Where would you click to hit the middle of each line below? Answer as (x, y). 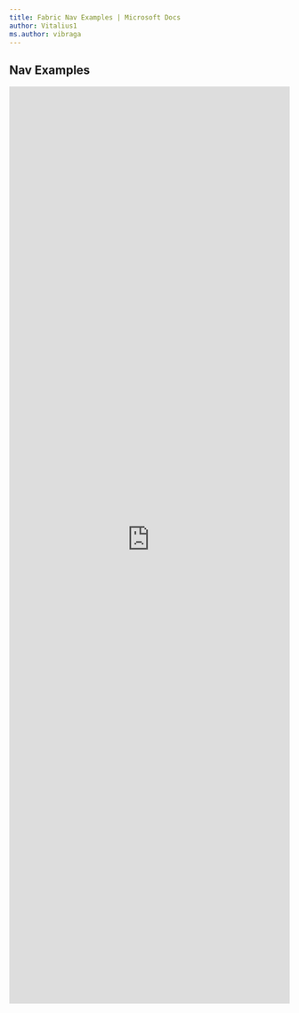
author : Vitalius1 (43, 26)
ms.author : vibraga (45, 34)
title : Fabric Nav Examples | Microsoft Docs (95, 17)
